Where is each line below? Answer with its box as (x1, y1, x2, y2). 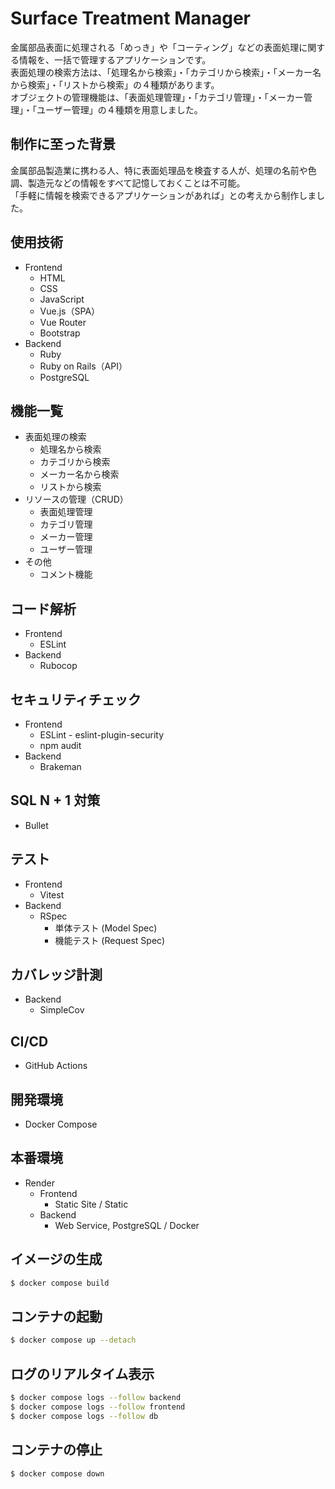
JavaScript (39, 293, 85, 305)
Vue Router (39, 316, 87, 328)
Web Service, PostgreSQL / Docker (54, 1219, 200, 1231)
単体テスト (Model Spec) (54, 922, 158, 934)
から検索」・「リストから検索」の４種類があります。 (10, 78, 220, 91)
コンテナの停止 (10, 1442, 103, 1459)
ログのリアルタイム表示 (10, 1365, 155, 1382)
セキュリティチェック (10, 691, 142, 708)
